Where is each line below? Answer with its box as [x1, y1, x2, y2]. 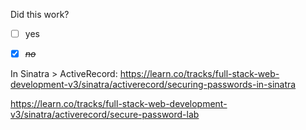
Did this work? [10, 9, 70, 20]
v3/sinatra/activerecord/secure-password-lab [10, 109, 200, 121]
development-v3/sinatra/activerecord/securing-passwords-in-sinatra [10, 79, 297, 91]
